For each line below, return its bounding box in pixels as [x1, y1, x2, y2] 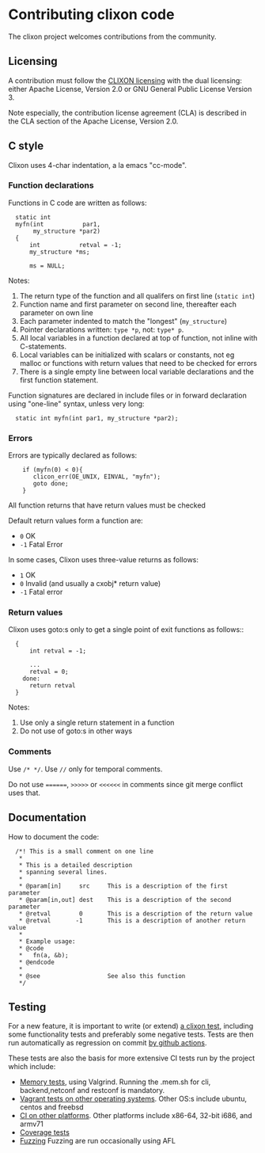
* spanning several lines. [18, 868, 108, 876]
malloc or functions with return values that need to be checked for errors [19, 358, 257, 367]
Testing [8, 1000, 47, 1014]
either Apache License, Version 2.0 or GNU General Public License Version [8, 84, 252, 93]
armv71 [19, 1119, 44, 1129]
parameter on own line [19, 307, 93, 318]
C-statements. [19, 341, 67, 351]
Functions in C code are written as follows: [8, 198, 147, 207]
